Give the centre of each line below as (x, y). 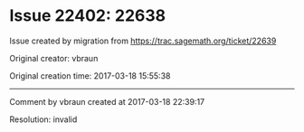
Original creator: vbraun (54, 58)
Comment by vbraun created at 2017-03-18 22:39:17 (107, 101)
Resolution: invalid (43, 119)
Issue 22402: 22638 (87, 16)
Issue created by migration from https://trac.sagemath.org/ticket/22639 (143, 41)
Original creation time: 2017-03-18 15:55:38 (90, 75)
